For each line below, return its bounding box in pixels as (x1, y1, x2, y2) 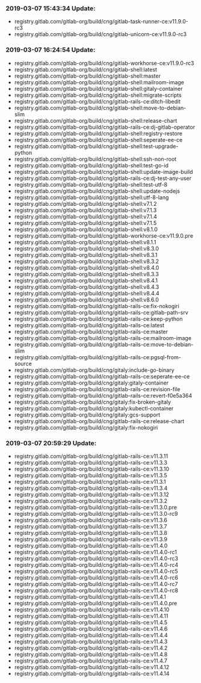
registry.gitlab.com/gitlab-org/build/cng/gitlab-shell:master (14, 72, 161, 79)
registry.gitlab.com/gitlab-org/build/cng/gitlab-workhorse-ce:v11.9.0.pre (14, 232, 194, 239)
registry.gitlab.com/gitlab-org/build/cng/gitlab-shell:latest (14, 66, 158, 73)
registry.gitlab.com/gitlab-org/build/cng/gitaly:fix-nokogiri (14, 424, 158, 431)
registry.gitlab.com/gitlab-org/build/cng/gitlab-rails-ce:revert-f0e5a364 (14, 392, 193, 399)
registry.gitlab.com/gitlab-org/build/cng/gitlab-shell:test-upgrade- (14, 143, 179, 150)
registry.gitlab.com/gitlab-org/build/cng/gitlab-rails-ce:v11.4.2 (14, 644, 168, 651)
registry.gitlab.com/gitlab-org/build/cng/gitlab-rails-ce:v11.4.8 (14, 651, 168, 658)
